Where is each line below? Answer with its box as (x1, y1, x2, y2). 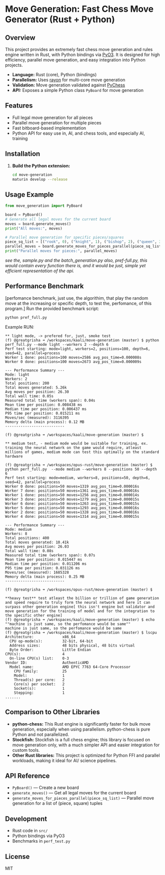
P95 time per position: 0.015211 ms (5, 411, 80, 416)
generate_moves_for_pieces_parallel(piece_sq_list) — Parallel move (12, 795, 154, 801)
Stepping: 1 (14, 690, 65, 695)
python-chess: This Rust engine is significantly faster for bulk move (12, 721, 151, 727)
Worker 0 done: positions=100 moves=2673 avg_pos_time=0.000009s (5, 359, 141, 364)
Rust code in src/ (12, 828, 48, 834)
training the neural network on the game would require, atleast (5, 445, 141, 450)
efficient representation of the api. (5, 268, 75, 274)
